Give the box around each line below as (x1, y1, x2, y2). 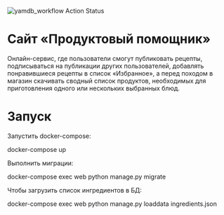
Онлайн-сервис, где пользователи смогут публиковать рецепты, (7, 54, 203, 62)
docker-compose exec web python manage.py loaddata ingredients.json (7, 200, 218, 208)
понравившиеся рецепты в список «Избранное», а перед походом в (7, 69, 213, 77)
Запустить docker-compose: (7, 132, 91, 140)
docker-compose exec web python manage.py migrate (7, 172, 166, 181)
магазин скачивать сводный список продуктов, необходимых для (7, 76, 206, 85)
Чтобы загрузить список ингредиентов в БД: (7, 186, 143, 194)
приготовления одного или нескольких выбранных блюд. (7, 84, 180, 92)
